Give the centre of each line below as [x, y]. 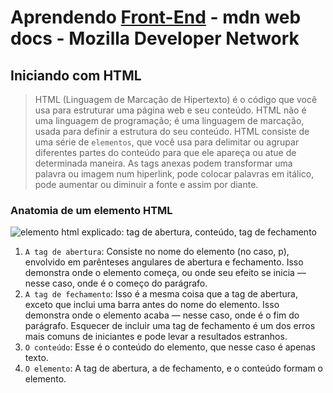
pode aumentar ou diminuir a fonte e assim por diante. [146, 184]
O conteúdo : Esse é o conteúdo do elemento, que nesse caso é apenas [170, 347]
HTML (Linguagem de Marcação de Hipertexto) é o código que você [176, 99]
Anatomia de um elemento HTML [91, 210]
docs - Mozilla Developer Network [155, 38]
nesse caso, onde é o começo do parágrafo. [116, 283]
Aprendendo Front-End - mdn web [156, 17]
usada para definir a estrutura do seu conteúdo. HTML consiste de [172, 131]
